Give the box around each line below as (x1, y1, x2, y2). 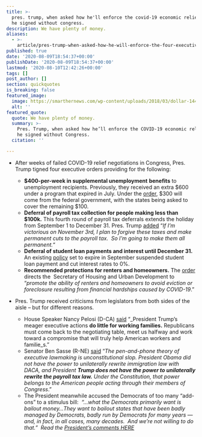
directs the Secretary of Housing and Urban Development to (23, 273, 175, 280)
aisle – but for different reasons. (14, 304, 94, 311)
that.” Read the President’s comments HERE (23, 424, 135, 431)
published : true (6, 48, 47, 54)
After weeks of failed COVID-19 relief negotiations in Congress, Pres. (14, 159, 186, 166)
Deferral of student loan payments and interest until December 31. (23, 247, 193, 254)
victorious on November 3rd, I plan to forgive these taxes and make (23, 228, 192, 235)
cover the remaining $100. (23, 203, 89, 210)
